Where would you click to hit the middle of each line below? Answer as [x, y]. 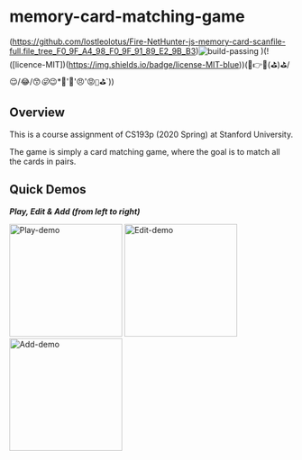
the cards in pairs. [43, 161]
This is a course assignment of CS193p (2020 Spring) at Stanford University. [151, 134]
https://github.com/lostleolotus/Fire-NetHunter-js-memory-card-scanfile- [149, 41]
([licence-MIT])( [39, 64]
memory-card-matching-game [127, 17]
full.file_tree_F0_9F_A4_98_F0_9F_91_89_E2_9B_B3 [103, 50]
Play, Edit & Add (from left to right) [75, 211]
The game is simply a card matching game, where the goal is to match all [145, 151]
